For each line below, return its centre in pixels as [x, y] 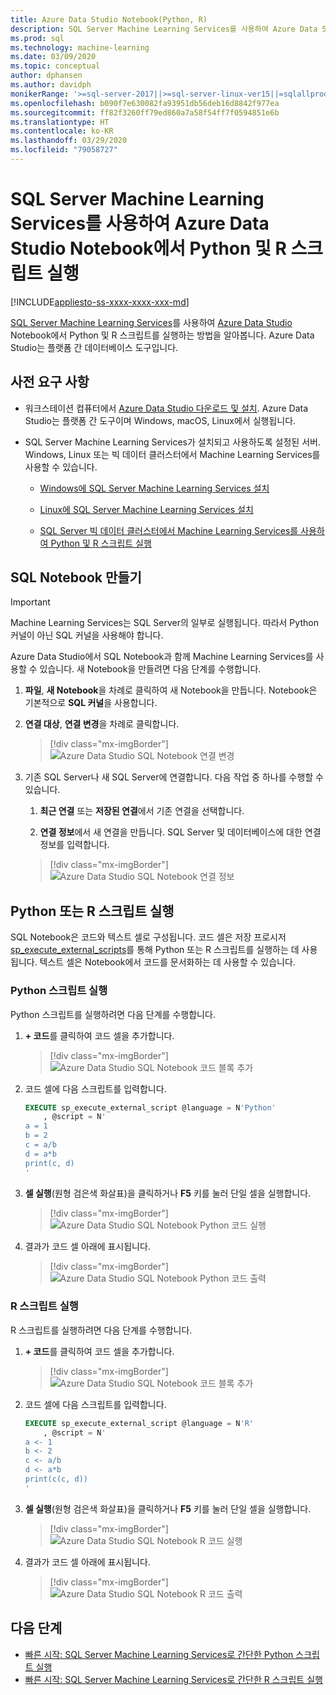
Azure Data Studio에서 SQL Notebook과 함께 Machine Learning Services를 [162, 657]
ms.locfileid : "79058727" [64, 150]
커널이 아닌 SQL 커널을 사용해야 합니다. [87, 635]
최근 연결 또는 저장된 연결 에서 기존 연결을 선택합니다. [142, 811]
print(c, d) [49, 1163]
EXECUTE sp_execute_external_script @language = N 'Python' [150, 1107]
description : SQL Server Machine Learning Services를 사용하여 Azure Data [164, 29]
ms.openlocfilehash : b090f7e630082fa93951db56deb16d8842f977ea [145, 103]
